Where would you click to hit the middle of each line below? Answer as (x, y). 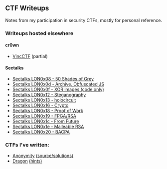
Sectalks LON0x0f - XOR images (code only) (58, 89)
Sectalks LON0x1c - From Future (46, 121)
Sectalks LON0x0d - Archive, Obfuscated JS (58, 84)
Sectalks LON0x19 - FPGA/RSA (44, 116)
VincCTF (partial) (30, 56)
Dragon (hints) (27, 161)
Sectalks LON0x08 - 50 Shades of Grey (53, 79)
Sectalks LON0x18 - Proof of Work (48, 111)
